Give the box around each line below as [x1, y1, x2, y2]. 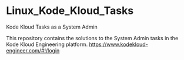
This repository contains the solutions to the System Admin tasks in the [6, 34, 179, 41]
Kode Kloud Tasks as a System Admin [6, 23, 98, 30]
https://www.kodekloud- [89, 41, 148, 48]
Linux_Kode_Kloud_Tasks [6, 4, 134, 17]
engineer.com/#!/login [6, 47, 60, 54]
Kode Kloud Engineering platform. [6, 41, 88, 48]
